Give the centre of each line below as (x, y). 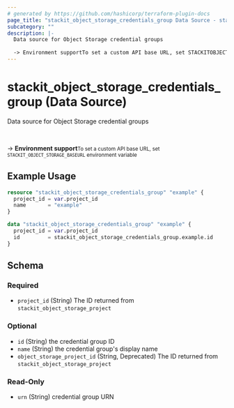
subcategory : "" (31, 27)
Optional (22, 326)
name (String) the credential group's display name (87, 349)
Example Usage (42, 176)
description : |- (31, 33)
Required (23, 285)
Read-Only (26, 381)
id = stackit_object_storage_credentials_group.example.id (114, 237)
